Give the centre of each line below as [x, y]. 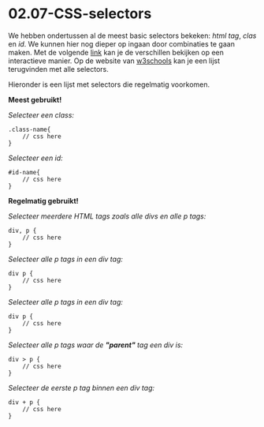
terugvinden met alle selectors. [58, 69]
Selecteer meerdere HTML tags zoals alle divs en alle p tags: [107, 216]
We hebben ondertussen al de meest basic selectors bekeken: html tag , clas [132, 36]
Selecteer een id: [35, 158]
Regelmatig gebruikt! [43, 200]
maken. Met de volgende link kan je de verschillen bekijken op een [116, 52]
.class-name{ [30, 129]
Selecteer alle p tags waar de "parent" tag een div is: [96, 345]
